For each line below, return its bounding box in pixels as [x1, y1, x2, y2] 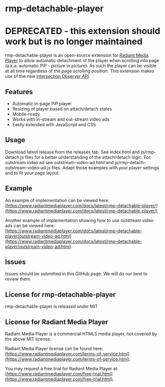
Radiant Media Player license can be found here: [5, 346, 103, 352]
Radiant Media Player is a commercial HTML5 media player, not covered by [5, 331, 158, 337]
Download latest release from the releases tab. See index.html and [5, 149, 140, 155]
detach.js [5, 154, 24, 160]
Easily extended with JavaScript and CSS [12, 121, 96, 127]
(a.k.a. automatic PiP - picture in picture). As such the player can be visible [5, 63, 157, 69]
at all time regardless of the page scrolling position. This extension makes [5, 68, 154, 74]
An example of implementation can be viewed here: [5, 197, 110, 203]
